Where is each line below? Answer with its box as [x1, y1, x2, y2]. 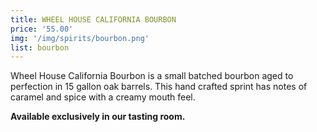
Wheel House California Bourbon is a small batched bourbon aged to [10, 70, 294, 82]
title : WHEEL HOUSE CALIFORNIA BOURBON [10, 14, 177, 25]
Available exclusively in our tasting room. [10, 111, 186, 123]
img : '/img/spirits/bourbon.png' [10, 33, 150, 43]
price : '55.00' [10, 24, 74, 34]
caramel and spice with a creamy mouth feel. [10, 91, 196, 103]
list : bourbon [10, 42, 70, 53]
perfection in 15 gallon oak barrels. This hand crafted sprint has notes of [10, 81, 308, 93]
